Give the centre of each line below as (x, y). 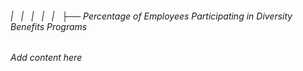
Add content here (46, 58)
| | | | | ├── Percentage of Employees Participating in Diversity (151, 16)
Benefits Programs (49, 26)
